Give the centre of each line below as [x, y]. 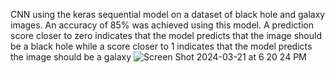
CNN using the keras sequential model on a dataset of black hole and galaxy [168, 14]
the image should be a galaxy [71, 57]
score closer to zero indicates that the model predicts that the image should [166, 35]
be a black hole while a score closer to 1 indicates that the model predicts [161, 46]
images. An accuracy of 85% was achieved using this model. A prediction [162, 25]
